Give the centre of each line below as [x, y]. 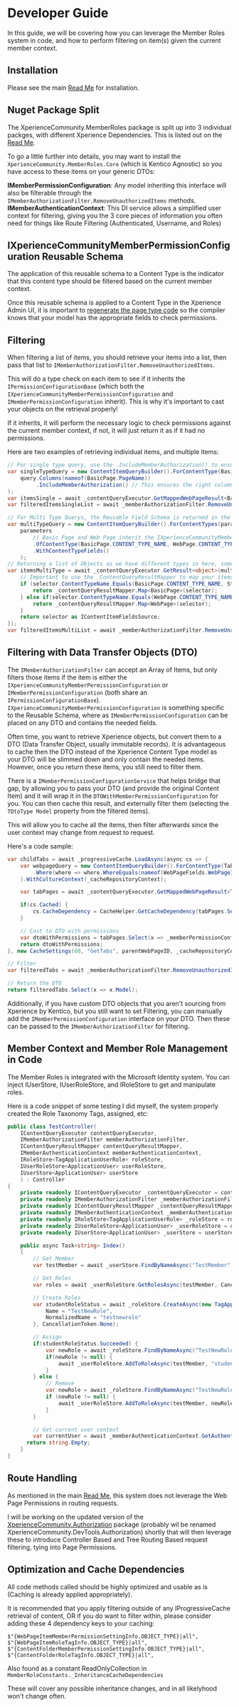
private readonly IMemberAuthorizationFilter [89, 1199]
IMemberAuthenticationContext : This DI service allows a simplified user [115, 207]
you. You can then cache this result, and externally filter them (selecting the [118, 803]
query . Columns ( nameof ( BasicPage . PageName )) [86, 478]
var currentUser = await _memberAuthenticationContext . [117, 1436]
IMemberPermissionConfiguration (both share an [78, 692]
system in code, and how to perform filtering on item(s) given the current [114, 40]
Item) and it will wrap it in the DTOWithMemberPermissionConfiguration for [113, 796]
